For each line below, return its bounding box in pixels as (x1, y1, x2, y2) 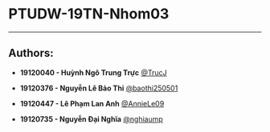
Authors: (8, 46, 54, 60)
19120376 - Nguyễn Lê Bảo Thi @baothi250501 (19, 83, 178, 93)
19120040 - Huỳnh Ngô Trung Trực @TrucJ (19, 67, 167, 77)
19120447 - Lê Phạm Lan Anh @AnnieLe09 (19, 98, 165, 108)
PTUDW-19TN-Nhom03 (8, 5, 170, 23)
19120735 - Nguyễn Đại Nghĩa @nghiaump (19, 114, 163, 124)
